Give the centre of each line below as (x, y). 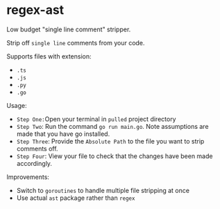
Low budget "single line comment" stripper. (69, 29)
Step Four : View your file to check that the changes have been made (115, 156)
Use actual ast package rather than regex (76, 198)
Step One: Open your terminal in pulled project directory (96, 119)
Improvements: (28, 177)
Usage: (17, 105)
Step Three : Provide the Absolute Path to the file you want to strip (110, 141)
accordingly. (34, 163)
